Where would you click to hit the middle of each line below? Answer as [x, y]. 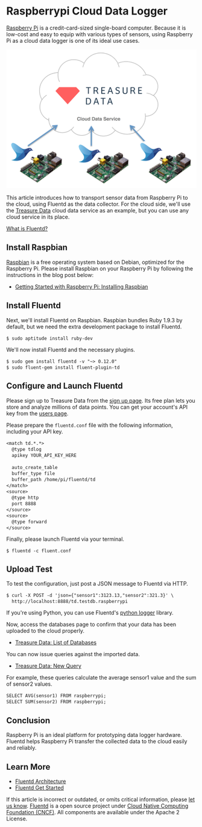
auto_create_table [35, 467]
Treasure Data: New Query [48, 666]
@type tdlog [27, 449]
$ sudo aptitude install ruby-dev [50, 338]
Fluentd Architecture [40, 781]
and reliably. [21, 748]
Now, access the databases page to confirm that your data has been [91, 624]
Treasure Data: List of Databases [56, 643]
